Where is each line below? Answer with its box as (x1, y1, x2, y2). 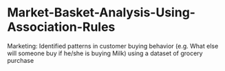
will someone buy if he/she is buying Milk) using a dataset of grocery (7, 49, 203, 57)
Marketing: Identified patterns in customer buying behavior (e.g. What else (7, 42, 219, 50)
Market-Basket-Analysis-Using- (7, 5, 196, 20)
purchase (7, 56, 34, 64)
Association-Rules (7, 19, 116, 35)
